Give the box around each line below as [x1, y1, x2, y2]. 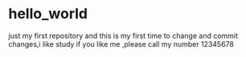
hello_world [8, 5, 88, 23]
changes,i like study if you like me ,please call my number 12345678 [8, 39, 235, 48]
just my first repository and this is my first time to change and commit [8, 31, 239, 40]
